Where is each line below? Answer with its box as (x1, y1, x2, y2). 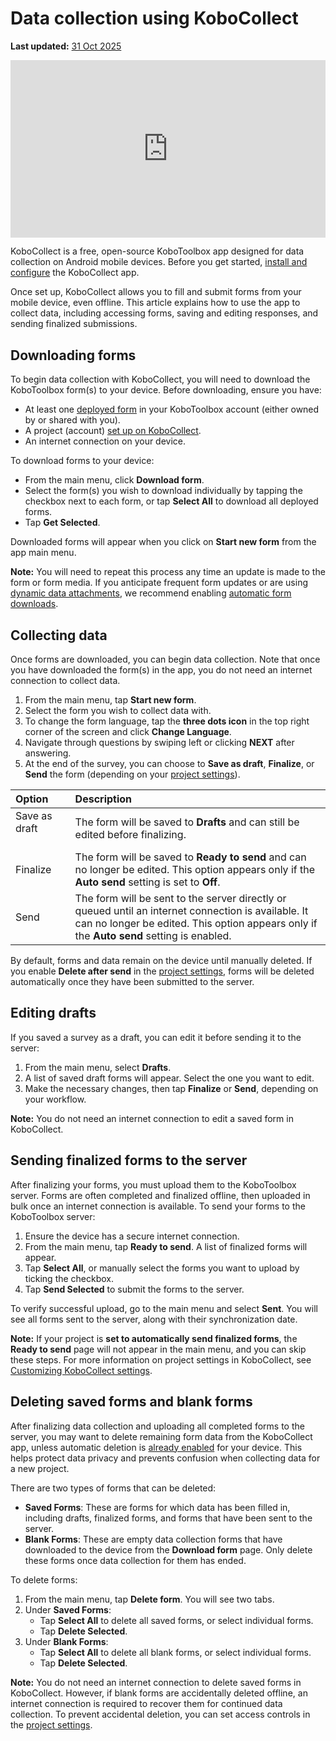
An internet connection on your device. (24, 435, 187, 447)
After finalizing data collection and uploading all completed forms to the (10, 1420, 305, 1432)
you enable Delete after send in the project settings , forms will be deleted (10, 965, 315, 977)
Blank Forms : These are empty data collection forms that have (24, 1533, 283, 1545)
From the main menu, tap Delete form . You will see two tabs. (24, 1593, 275, 1605)
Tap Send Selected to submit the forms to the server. (24, 1283, 245, 1295)
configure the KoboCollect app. (10, 267, 140, 279)
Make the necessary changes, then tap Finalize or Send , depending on (24, 1082, 319, 1094)
